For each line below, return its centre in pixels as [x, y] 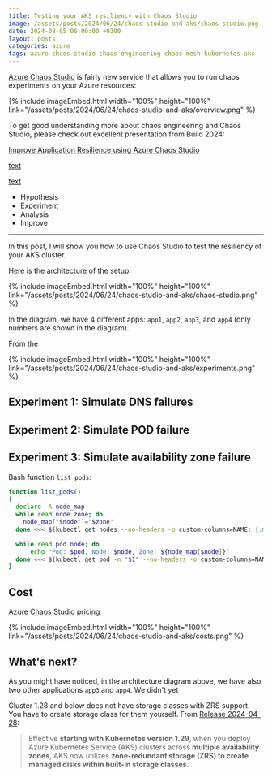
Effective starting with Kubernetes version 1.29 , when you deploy [139, 738]
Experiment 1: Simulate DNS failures [101, 402]
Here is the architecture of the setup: [70, 270]
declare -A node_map [50, 507]
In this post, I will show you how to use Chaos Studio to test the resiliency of [135, 246]
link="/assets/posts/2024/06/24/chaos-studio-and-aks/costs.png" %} [126, 636]
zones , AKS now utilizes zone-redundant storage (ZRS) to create [138, 755]
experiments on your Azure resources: [72, 85]
